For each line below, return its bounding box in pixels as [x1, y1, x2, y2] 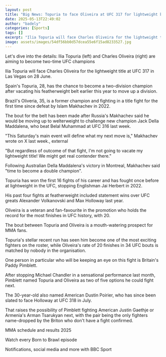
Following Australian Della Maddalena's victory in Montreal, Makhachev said [5, 162, 161, 169]
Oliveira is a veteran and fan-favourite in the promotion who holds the [5, 207, 147, 213]
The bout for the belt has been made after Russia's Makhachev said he [5, 113, 149, 119]
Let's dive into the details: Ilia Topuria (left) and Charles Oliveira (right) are [5, 53, 156, 59]
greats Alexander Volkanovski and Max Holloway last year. [5, 197, 124, 203]
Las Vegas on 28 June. [5, 73, 52, 79]
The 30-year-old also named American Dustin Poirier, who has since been [5, 292, 156, 298]
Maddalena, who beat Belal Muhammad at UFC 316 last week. [5, 123, 131, 129]
